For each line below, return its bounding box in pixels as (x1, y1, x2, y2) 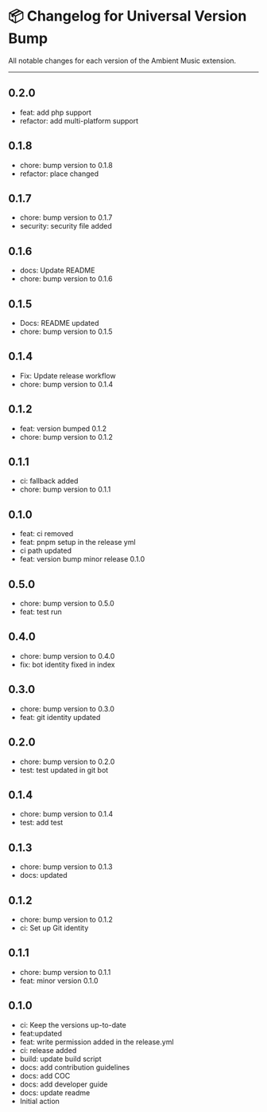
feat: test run (19, 607, 62, 617)
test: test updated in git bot (19, 765, 109, 774)
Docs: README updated (19, 319, 99, 327)
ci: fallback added (19, 476, 79, 486)
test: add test (19, 818, 64, 828)
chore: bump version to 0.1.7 (19, 213, 113, 222)
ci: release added (19, 1045, 77, 1055)
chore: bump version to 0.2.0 (19, 757, 115, 766)
